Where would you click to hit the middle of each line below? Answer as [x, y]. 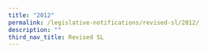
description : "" [35, 30]
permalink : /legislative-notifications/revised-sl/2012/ [104, 23]
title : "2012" [32, 15]
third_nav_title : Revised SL [56, 37]
